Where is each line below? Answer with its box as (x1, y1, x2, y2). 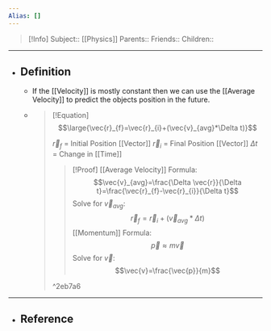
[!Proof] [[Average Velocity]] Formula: (72, 165, 198, 174)
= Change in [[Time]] (52, 149, 123, 159)
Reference (19, 312, 74, 326)
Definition (19, 65, 71, 79)
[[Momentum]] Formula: (72, 228, 152, 237)
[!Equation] (52, 111, 90, 120)
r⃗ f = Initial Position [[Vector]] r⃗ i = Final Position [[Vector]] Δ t (52, 139, 258, 150)
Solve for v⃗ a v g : (72, 199, 126, 211)
